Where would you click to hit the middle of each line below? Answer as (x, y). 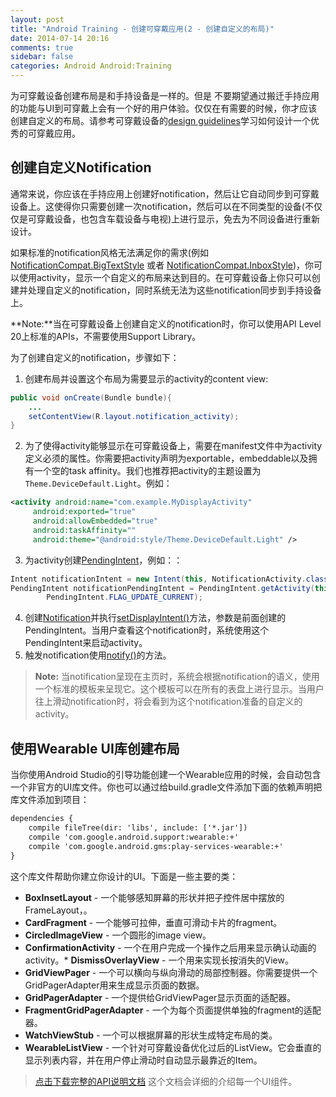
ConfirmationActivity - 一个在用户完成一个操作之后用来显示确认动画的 (170, 947)
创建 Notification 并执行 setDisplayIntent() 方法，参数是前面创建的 (155, 618)
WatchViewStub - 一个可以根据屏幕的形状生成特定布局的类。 (151, 1035)
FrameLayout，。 (58, 910)
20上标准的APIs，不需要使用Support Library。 (106, 336)
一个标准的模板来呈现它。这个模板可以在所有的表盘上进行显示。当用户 (179, 689)
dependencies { (42, 819)
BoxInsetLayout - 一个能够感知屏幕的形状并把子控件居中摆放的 (154, 897)
